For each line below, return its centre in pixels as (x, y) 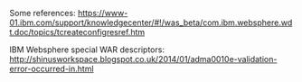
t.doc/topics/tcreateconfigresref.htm (77, 32)
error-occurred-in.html (52, 68)
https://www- (103, 13)
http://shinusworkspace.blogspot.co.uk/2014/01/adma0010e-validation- (143, 59)
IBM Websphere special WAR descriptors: (87, 50)
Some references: (42, 13)
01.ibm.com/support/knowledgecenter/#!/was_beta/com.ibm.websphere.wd (151, 23)
